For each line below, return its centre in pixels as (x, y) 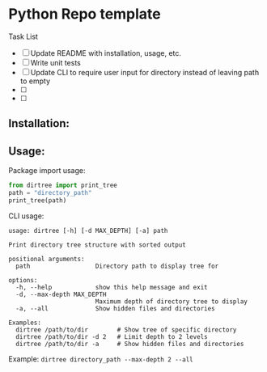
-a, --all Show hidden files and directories (116, 308)
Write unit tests (55, 62)
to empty (35, 81)
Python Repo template (85, 14)
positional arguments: (47, 259)
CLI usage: (26, 216)
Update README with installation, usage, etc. (106, 53)
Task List (23, 36)
